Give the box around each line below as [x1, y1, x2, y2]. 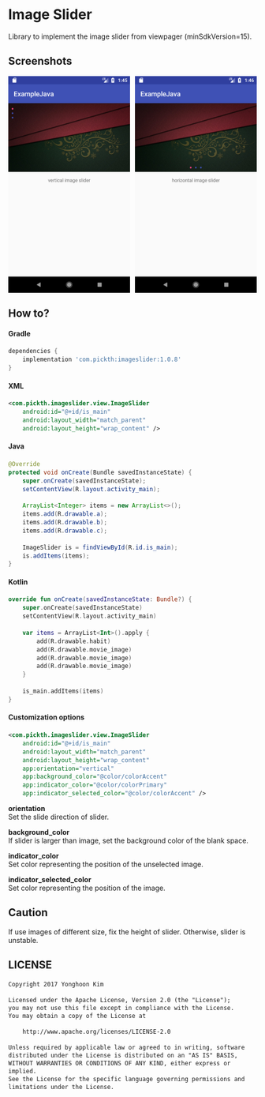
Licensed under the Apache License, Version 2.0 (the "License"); [8, 996, 231, 1004]
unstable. [8, 935, 39, 945]
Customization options [8, 712, 85, 722]
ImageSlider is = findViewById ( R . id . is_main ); [22, 543, 178, 551]
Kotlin [8, 577, 28, 586]
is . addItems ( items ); [22, 551, 90, 560]
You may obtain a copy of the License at [8, 1012, 147, 1020]
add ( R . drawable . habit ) [36, 637, 111, 645]
